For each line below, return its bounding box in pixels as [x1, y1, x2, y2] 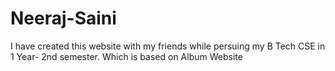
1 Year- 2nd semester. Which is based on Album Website [10, 50, 243, 62]
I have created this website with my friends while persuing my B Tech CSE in [10, 40, 326, 52]
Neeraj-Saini [10, 7, 117, 30]
